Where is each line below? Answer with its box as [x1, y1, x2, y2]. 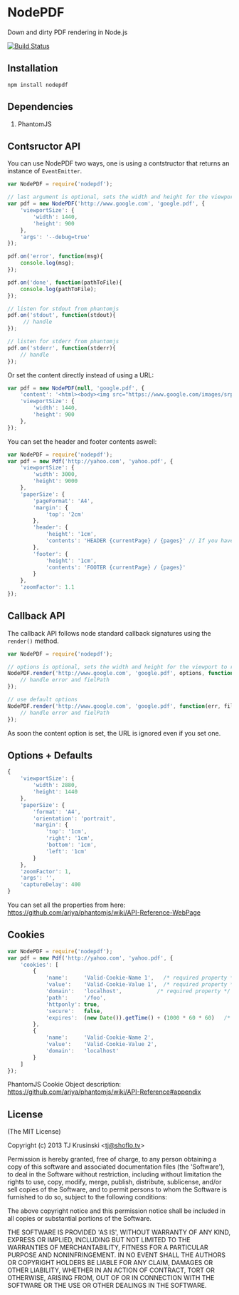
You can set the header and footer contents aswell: [7, 437, 157, 446]
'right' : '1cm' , [45, 835, 94, 842]
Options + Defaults [7, 749, 92, 761]
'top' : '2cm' [45, 511, 84, 518]
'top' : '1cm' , [45, 828, 87, 836]
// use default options [7, 696, 78, 704]
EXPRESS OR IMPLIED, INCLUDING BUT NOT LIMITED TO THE [7, 1236, 191, 1244]
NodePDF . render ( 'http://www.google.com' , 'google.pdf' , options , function [7, 670, 234, 677]
